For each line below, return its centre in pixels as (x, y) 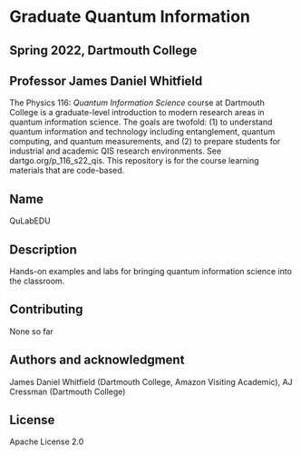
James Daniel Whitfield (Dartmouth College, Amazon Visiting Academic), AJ (151, 382)
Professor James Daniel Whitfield (106, 80)
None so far (32, 331)
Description (43, 249)
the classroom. (37, 281)
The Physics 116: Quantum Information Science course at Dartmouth (137, 103)
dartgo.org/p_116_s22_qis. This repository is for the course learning (135, 161)
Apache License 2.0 (47, 441)
